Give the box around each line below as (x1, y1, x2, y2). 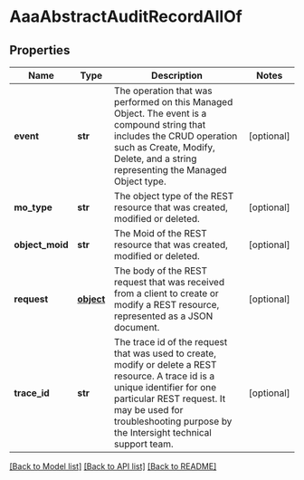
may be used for (114, 404, 184, 416)
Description (150, 70, 204, 82)
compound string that (114, 119, 206, 130)
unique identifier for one (114, 381, 217, 393)
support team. (114, 437, 174, 450)
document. (114, 322, 160, 333)
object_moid (14, 238, 70, 251)
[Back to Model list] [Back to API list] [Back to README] (9, 461, 217, 472)
